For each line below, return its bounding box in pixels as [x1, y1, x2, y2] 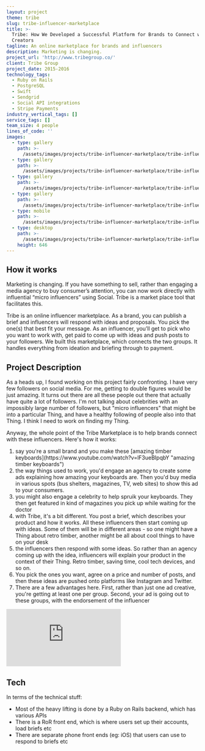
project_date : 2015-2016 [6, 65, 70, 72]
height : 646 [17, 242, 48, 248]
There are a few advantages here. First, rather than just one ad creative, [15, 584, 196, 592]
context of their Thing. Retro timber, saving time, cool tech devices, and [15, 558, 195, 565]
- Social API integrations [12, 100, 81, 106]
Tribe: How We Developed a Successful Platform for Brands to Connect [12, 32, 195, 38]
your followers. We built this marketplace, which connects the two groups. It [6, 338, 198, 345]
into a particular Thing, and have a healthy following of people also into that [6, 411, 196, 419]
